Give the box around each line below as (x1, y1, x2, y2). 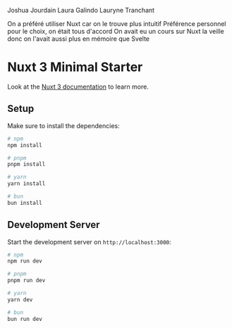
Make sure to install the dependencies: (7, 121, 120, 130)
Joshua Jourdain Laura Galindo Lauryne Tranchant (7, 6, 155, 14)
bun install (7, 199, 42, 206)
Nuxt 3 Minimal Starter (7, 59, 143, 75)
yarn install (7, 180, 46, 187)
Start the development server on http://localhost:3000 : (7, 237, 171, 246)
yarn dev (7, 296, 33, 303)
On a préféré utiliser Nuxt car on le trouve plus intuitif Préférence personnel (7, 20, 226, 27)
